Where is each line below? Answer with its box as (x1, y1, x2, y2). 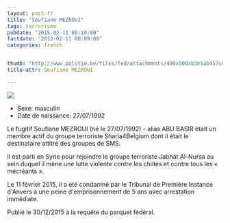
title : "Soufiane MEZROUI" (7, 16, 84, 23)
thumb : (7, 60, 26, 67)
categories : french (7, 42, 63, 49)
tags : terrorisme (7, 23, 57, 29)
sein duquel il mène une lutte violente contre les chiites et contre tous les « (7, 159, 218, 168)
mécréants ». (7, 167, 44, 175)
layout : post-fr (7, 10, 53, 17)
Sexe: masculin (16, 104, 60, 112)
